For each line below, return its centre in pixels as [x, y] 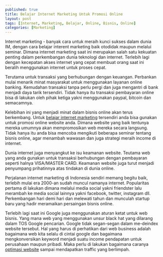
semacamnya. [19, 103]
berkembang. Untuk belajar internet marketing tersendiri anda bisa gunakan [81, 118]
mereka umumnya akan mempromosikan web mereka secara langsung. [77, 128]
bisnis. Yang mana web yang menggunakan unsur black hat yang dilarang [79, 218]
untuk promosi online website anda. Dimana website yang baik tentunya [77, 123]
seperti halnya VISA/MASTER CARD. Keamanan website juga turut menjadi [80, 163]
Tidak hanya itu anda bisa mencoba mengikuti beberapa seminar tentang [78, 133]
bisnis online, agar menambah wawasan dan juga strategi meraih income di [81, 138]
